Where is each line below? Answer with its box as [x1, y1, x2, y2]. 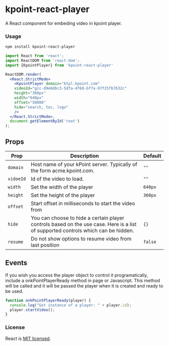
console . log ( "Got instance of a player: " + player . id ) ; [10, 303, 132, 308]
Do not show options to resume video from [31, 236, 132, 243]
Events [5, 259, 28, 267]
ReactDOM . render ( [5, 72, 42, 77]
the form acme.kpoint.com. [31, 167, 95, 175]
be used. [5, 288, 24, 294]
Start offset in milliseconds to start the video [31, 200, 135, 207]
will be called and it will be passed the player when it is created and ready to [5, 282, 163, 289]
